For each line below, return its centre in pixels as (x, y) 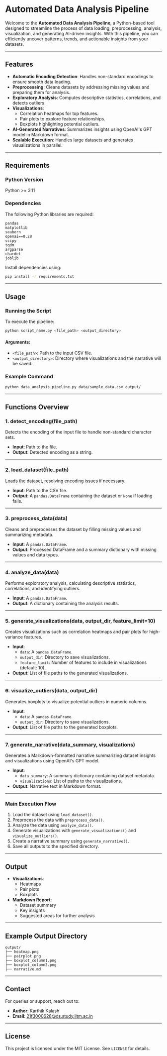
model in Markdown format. (41, 134)
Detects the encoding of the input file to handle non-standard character (78, 432)
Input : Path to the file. (35, 447)
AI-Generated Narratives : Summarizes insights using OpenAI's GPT (82, 129)
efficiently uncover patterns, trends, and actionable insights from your (77, 39)
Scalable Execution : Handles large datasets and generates (73, 140)
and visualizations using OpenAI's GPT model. (52, 761)
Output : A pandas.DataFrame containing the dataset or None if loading (82, 496)
